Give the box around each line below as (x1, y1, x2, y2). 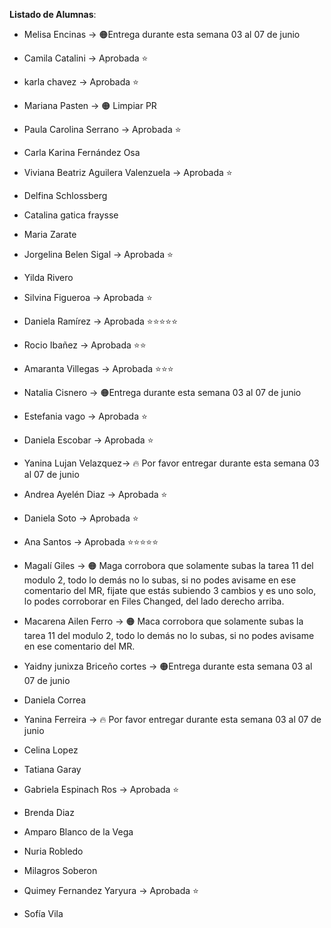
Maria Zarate (23, 229, 77, 240)
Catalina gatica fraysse (23, 209, 119, 221)
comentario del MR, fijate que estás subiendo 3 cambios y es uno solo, (23, 585, 317, 596)
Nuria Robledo (23, 845, 84, 857)
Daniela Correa (23, 694, 87, 706)
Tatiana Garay (23, 764, 82, 775)
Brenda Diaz (23, 807, 75, 818)
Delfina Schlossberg (23, 190, 108, 201)
